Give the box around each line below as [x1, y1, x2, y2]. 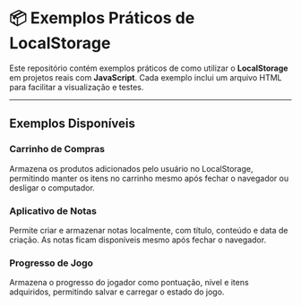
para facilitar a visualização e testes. [9, 81, 144, 92]
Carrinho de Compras [9, 143, 106, 156]
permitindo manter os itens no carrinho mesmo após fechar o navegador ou [9, 173, 289, 183]
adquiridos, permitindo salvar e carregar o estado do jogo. [9, 286, 225, 297]
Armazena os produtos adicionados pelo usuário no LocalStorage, [9, 163, 254, 174]
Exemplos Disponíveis [9, 116, 136, 132]
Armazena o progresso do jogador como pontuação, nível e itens [9, 277, 249, 288]
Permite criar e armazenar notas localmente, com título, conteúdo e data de [9, 225, 288, 235]
